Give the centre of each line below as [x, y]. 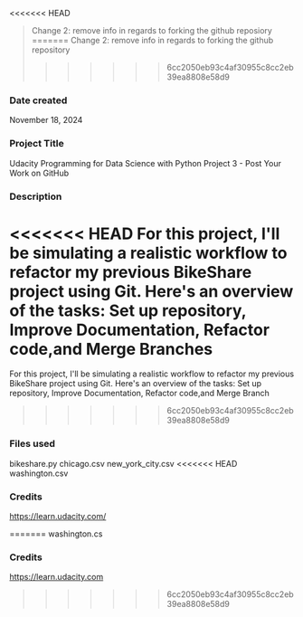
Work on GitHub [39, 173]
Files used [33, 444]
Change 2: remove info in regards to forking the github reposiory [152, 30]
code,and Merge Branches [111, 349]
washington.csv [39, 473]
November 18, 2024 [46, 120]
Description [36, 196]
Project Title [37, 144]
